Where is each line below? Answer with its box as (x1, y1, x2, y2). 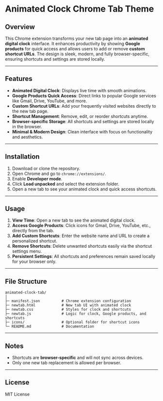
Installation (5, 153, 40, 161)
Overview (5, 23, 35, 31)
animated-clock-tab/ (5, 290, 47, 295)
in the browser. (12, 124, 42, 129)
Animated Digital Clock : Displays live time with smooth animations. (12, 87, 147, 93)
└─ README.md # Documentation (5, 324, 95, 329)
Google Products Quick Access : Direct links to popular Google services (12, 93, 156, 98)
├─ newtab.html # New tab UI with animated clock (5, 303, 131, 308)
